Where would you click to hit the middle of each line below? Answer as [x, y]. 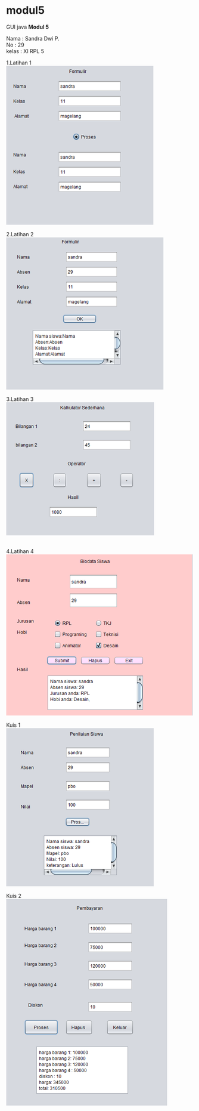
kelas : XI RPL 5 [25, 51]
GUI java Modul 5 [28, 27]
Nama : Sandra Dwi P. [33, 38]
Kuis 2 [14, 896]
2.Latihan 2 [20, 234]
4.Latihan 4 [20, 551]
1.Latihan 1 [19, 63]
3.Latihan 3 [20, 399]
